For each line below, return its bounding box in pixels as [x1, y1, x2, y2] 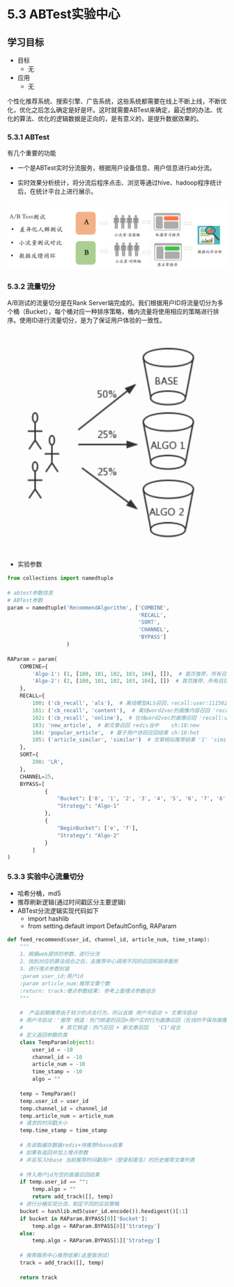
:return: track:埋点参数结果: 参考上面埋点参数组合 [19, 987, 156, 994]
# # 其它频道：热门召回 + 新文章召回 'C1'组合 [19, 1024, 181, 1031]
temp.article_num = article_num [19, 1112, 114, 1119]
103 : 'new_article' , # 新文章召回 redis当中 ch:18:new [32, 722, 200, 729]
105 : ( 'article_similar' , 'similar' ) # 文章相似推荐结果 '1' [32, 737, 208, 743]
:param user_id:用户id [19, 973, 84, 980]
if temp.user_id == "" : [19, 1178, 89, 1185]
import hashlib [27, 914, 70, 923]
